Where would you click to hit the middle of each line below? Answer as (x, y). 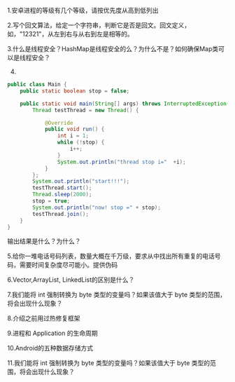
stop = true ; (51, 201)
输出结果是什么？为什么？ (44, 241)
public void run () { (74, 129)
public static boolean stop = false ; (75, 91)
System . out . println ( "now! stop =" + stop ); (97, 207)
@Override (59, 123)
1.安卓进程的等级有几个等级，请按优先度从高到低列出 (83, 10)
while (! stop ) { (81, 142)
